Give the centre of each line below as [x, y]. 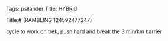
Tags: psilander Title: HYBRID [42, 9]
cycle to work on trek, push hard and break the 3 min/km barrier [84, 31]
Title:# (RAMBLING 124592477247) [49, 20]
